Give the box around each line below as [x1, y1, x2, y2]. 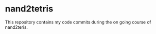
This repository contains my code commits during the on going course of [5, 19, 152, 25]
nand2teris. [5, 24, 28, 30]
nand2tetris [5, 3, 53, 14]
